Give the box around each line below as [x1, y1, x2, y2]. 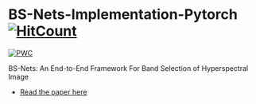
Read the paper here [19, 87, 87, 96]
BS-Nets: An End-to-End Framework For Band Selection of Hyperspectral [8, 63, 249, 72]
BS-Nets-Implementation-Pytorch [8, 6, 239, 24]
